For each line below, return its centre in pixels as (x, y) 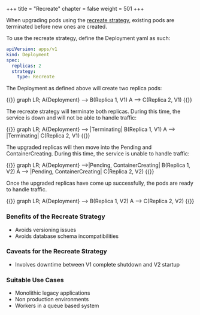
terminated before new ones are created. (57, 27)
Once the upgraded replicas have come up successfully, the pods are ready (100, 183)
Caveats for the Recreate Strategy (57, 252)
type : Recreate (36, 77)
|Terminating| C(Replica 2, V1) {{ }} (48, 136)
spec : (13, 60)
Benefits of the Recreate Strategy (56, 216)
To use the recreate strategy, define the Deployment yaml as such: (88, 38)
